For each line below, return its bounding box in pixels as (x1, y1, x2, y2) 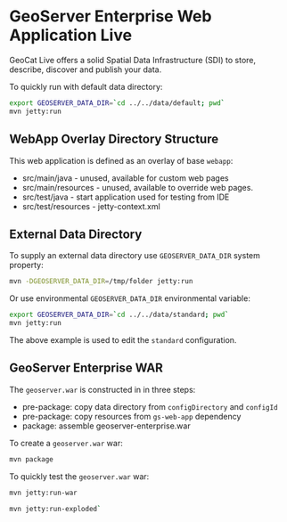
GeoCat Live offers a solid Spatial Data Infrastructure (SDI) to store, (9, 54, 257, 65)
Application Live (9, 25, 132, 45)
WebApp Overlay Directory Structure (9, 132, 219, 147)
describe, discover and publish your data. (9, 64, 162, 75)
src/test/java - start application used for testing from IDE (21, 192, 230, 202)
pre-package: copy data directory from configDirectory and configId (21, 401, 278, 412)
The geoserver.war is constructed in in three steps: (9, 384, 196, 395)
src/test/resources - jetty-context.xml (21, 200, 160, 211)
